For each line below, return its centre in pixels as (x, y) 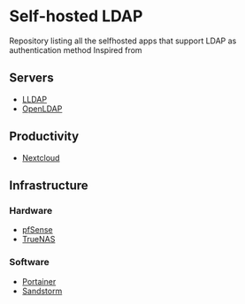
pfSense (37, 230)
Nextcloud (41, 157)
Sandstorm (42, 291)
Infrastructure (49, 185)
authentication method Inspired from (76, 49)
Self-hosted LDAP (76, 16)
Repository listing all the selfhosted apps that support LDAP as (123, 41)
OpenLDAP (42, 109)
